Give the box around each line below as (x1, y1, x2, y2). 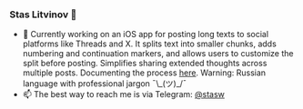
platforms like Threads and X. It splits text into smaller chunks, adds (22, 38, 278, 49)
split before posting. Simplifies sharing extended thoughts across (22, 58, 268, 69)
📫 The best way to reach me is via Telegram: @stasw (22, 89, 226, 100)
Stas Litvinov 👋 (9, 8, 77, 21)
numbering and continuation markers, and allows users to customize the (22, 48, 294, 59)
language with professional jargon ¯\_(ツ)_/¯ (22, 78, 187, 89)
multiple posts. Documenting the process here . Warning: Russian (22, 67, 267, 78)
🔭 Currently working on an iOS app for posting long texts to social (22, 29, 269, 40)
